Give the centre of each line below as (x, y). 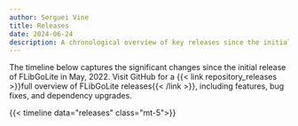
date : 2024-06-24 (41, 34)
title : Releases (39, 26)
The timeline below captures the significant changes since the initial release (148, 67)
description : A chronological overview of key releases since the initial (150, 42)
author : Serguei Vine (49, 17)
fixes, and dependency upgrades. (71, 96)
